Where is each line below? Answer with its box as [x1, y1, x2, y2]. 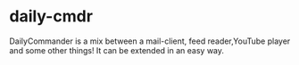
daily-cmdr [9, 6, 94, 27]
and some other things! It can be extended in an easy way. [9, 45, 225, 55]
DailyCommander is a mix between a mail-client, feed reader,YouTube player [9, 36, 291, 46]
